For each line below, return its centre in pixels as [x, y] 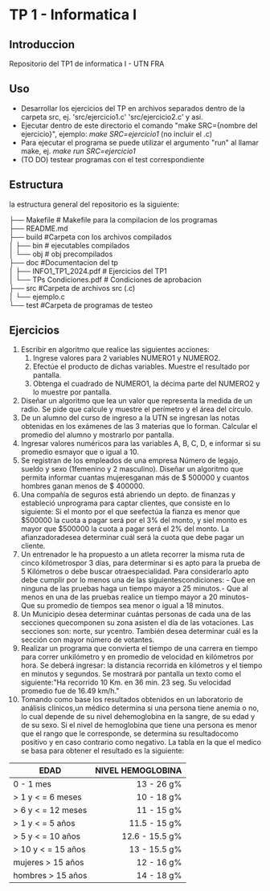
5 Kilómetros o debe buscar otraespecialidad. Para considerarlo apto [135, 571]
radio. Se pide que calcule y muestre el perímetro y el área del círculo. [137, 409]
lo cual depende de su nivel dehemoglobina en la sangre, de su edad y [138, 717]
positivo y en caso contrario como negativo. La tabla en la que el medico [141, 742]
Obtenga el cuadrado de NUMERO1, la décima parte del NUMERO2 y [146, 384]
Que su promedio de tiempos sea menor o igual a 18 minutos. [122, 606]
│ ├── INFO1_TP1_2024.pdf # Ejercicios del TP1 [88, 271]
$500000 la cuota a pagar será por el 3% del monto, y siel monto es [134, 521]
